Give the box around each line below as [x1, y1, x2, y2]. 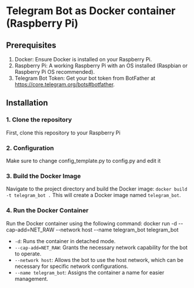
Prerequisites [6, 40, 56, 50]
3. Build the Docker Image [6, 172, 81, 180]
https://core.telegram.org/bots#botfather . [14, 81, 115, 88]
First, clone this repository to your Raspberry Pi [6, 129, 121, 136]
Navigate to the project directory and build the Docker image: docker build [6, 185, 188, 192]
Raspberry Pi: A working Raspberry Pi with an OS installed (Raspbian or [14, 62, 188, 69]
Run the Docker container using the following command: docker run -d [6, 220, 178, 227]
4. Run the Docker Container [6, 207, 89, 215]
